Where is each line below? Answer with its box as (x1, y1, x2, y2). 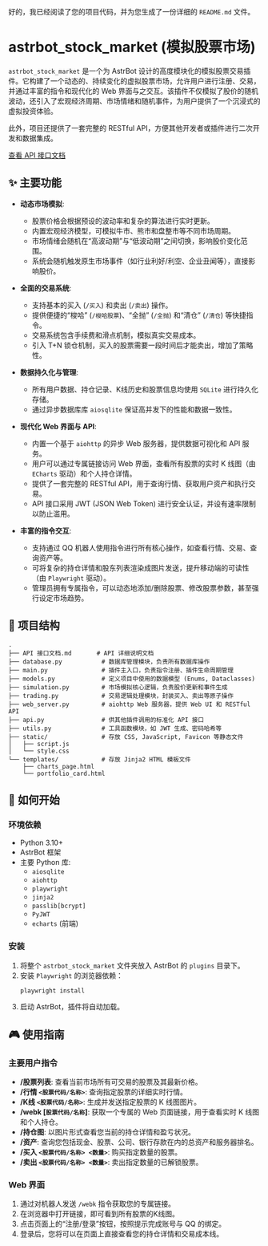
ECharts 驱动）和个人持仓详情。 (31, 469, 137, 478)
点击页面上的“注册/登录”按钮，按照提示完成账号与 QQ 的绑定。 (19, 1219, 226, 1229)
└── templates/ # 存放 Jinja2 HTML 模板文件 (8, 755, 191, 764)
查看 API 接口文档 (8, 150, 66, 160)
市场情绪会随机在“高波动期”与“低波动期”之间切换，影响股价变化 (31, 236, 242, 246)
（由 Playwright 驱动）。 (31, 573, 111, 582)
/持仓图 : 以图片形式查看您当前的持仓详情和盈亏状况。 (19, 1127, 196, 1137)
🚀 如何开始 (8, 793, 60, 806)
